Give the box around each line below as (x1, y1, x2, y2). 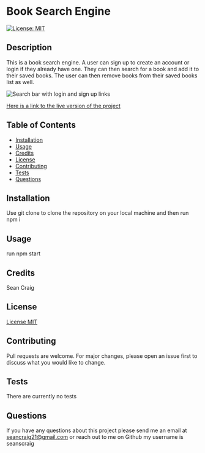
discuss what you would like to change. (6, 358, 106, 366)
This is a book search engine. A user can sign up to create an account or (6, 58, 190, 66)
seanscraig (6, 440, 35, 447)
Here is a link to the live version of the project (6, 102, 121, 109)
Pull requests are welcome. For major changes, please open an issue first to (6, 352, 198, 360)
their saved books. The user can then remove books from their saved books (6, 72, 198, 79)
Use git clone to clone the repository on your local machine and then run (6, 209, 189, 217)
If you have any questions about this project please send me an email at (6, 427, 187, 434)
